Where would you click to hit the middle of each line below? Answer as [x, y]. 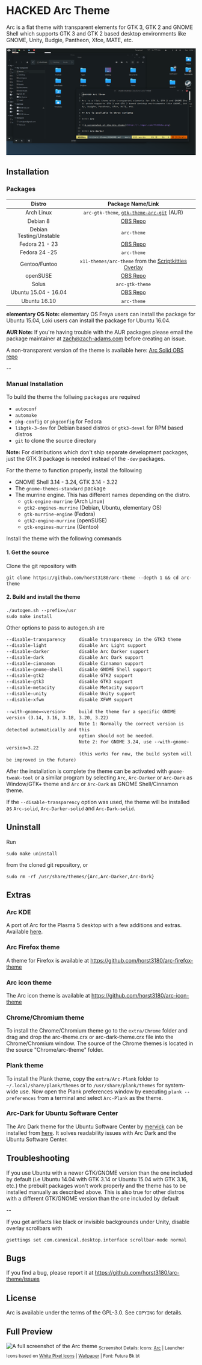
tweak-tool [20, 778]
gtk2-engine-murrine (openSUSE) [65, 520]
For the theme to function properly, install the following [74, 470]
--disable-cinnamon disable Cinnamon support [75, 663]
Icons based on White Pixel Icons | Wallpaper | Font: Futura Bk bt [73, 1356]
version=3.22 [23, 748]
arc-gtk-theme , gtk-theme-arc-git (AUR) [133, 213]
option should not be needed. [117, 736]
